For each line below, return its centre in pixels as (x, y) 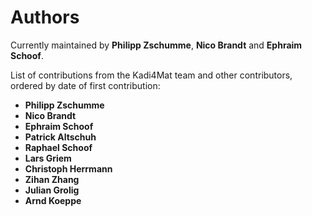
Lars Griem (48, 158)
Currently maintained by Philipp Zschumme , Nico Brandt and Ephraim (156, 45)
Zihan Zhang (52, 179)
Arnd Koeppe (53, 200)
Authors (45, 17)
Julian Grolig (52, 190)
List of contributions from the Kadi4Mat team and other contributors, (151, 75)
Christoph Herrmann (68, 168)
